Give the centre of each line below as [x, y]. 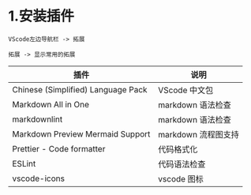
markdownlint [37, 119]
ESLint [24, 163]
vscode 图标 [180, 178]
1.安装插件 [41, 16]
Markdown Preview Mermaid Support [81, 133]
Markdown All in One [51, 104]
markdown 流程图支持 [198, 134]
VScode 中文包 [185, 90]
